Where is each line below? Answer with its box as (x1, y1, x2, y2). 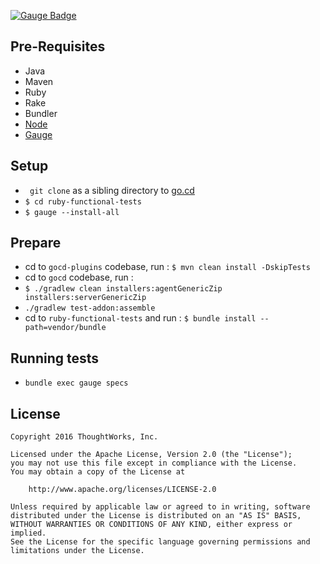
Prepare (10, 235, 62, 252)
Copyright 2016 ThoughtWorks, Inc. (10, 432, 159, 442)
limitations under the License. (10, 546, 145, 556)
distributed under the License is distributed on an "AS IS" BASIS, (10, 511, 302, 521)
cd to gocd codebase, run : (24, 271, 134, 284)
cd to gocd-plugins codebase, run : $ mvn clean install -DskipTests (24, 261, 311, 273)
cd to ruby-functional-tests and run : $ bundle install (24, 312, 257, 324)
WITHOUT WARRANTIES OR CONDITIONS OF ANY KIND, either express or (10, 520, 293, 530)
